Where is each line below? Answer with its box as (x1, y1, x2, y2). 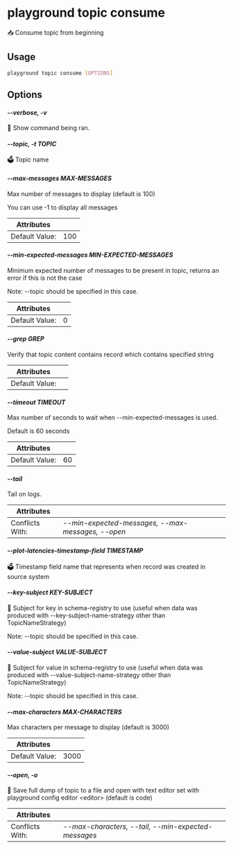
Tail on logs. (7, 490, 42, 498)
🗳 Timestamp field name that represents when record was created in (7, 562, 206, 571)
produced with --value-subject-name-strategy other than (7, 671, 171, 679)
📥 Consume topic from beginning (7, 28, 104, 36)
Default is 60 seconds (7, 427, 70, 436)
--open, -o (7, 770, 38, 779)
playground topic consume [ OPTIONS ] (7, 70, 113, 77)
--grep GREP (7, 335, 45, 343)
